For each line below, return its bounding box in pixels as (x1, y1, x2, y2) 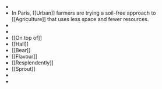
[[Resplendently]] (11, 59, 54, 66)
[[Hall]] (11, 40, 29, 47)
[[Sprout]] (11, 66, 36, 72)
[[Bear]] (11, 47, 31, 53)
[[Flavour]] (11, 53, 38, 60)
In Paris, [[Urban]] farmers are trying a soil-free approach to (11, 9, 156, 16)
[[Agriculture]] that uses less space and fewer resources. (11, 16, 149, 22)
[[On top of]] (11, 35, 43, 41)
